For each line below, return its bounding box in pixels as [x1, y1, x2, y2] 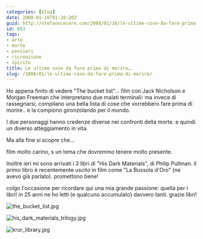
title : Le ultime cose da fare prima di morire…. [6, 65, 134, 71]
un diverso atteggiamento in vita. [6, 125, 88, 132]
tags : [6, 31, 20, 38]
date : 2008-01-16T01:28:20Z [6, 15, 77, 21]
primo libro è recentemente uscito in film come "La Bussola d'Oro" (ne [6, 166, 181, 174]
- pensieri [6, 48, 34, 54]
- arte [6, 37, 23, 43]
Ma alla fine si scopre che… [6, 137, 75, 144]
